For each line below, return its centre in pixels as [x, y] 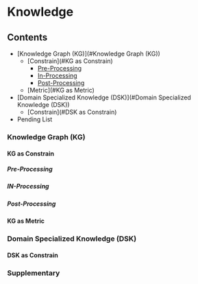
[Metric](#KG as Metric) [61, 90]
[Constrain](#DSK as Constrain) [72, 112]
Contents [27, 37]
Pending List [35, 119]
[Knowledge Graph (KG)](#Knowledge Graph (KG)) [89, 54]
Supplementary [34, 273]
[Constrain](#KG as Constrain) [70, 61]
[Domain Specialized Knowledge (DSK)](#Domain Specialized [104, 97]
